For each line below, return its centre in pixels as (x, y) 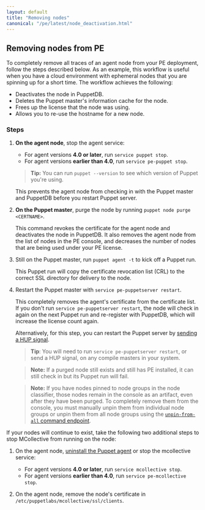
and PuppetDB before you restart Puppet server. (76, 198)
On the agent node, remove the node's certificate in (80, 494)
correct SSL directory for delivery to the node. (73, 278)
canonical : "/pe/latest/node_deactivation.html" (69, 23)
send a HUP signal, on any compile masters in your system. (105, 358)
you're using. (47, 180)
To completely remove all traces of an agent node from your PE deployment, (102, 63)
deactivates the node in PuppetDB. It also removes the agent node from (106, 235)
